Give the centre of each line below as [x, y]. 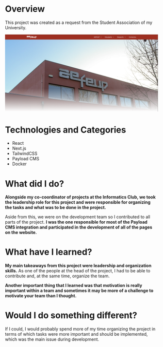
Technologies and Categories [65, 130]
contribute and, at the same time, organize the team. [57, 276]
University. [16, 27]
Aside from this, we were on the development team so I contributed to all [78, 217]
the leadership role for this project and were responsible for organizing [78, 202]
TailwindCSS [25, 154]
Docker [19, 164]
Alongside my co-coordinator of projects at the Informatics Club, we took [81, 197]
